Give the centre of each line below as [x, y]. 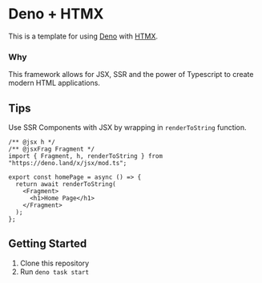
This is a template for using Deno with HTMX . [83, 36]
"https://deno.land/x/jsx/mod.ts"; [68, 164]
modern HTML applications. [54, 83]
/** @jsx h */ [32, 142]
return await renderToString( [66, 184]
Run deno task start [54, 271]
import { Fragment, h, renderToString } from [85, 156]
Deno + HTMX [56, 14]
